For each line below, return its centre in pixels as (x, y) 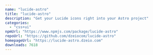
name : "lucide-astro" (27, 9)
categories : (17, 23)
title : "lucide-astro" (28, 14)
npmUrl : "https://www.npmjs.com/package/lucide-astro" (62, 32)
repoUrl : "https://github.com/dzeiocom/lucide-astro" (61, 36)
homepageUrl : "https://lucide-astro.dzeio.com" (54, 41)
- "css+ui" (20, 27)
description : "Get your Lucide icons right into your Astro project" (77, 18)
